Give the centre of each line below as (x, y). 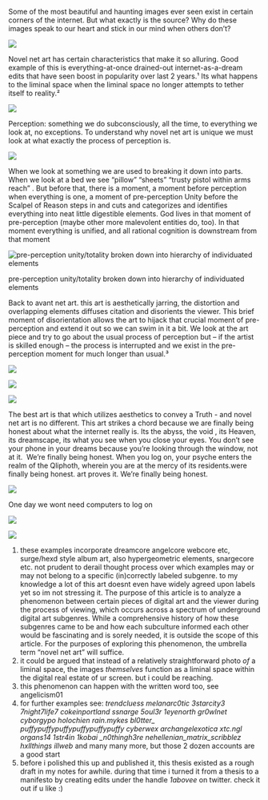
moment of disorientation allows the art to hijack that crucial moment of (126, 320)
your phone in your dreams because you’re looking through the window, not (133, 448)
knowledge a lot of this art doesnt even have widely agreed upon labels (138, 584)
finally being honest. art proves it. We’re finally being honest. (108, 474)
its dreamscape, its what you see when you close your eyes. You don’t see (131, 440)
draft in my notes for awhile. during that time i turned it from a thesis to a (139, 771)
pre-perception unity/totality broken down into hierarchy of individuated (126, 279)
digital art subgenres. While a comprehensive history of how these (129, 618)
